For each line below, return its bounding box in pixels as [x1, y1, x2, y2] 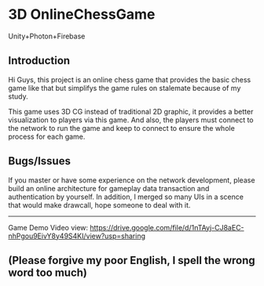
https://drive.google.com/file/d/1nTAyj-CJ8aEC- [90, 223, 245, 232]
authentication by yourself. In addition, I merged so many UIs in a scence [8, 192, 244, 201]
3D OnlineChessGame [8, 5, 156, 24]
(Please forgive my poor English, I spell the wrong [8, 253, 255, 267]
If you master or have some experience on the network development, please [8, 175, 255, 185]
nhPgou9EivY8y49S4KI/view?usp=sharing [8, 231, 146, 241]
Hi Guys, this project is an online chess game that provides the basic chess [8, 74, 251, 84]
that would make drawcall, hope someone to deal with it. [8, 200, 191, 209]
